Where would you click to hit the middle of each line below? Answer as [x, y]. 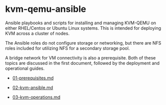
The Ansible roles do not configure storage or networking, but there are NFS [83, 43]
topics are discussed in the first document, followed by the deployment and [83, 63]
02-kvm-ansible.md [33, 87]
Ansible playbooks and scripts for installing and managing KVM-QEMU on [81, 23]
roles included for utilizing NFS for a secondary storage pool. [68, 48]
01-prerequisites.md [33, 78]
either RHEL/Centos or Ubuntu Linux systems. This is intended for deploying [83, 28]
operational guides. [25, 68]
